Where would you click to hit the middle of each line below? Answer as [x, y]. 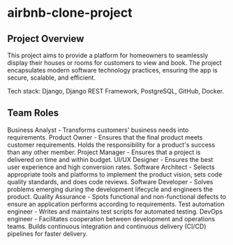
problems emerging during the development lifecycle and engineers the [110, 189]
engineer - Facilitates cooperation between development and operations [111, 218]
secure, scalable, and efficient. [52, 77]
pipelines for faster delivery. [47, 233]
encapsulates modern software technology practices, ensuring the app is [112, 70]
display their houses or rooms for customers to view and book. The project [114, 63]
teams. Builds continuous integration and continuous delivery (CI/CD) [107, 226]
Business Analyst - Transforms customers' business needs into [98, 130]
